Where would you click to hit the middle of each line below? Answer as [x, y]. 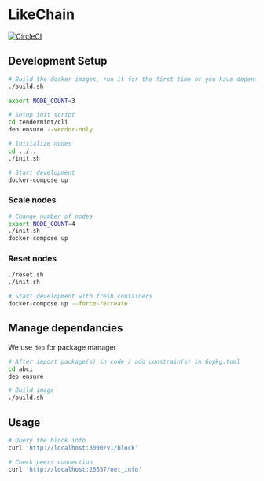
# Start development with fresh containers [81, 297]
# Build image [31, 390]
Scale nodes [32, 200]
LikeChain [42, 15]
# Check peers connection [50, 462]
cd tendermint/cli [38, 122]
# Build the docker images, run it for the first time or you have [121, 79]
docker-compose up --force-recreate [68, 304]
